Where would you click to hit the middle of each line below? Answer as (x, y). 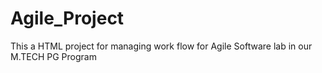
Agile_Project (67, 18)
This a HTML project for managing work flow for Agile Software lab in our (161, 46)
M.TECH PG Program (53, 56)
